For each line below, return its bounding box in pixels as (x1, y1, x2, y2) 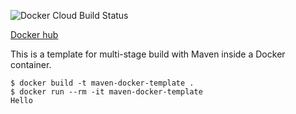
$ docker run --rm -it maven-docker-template (10, 87, 203, 97)
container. (10, 59, 52, 70)
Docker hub (10, 29, 59, 40)
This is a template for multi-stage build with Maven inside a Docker (10, 48, 286, 60)
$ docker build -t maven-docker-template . (10, 78, 195, 88)
